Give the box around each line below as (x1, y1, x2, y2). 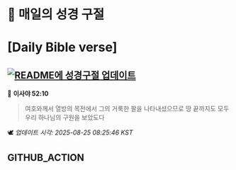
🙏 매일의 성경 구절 (7, 6, 105, 23)
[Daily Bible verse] (7, 40, 118, 55)
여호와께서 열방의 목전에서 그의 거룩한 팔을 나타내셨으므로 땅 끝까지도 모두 (24, 104, 230, 113)
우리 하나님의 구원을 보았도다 (24, 113, 105, 122)
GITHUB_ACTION (7, 152, 85, 164)
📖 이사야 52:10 (7, 89, 49, 98)
